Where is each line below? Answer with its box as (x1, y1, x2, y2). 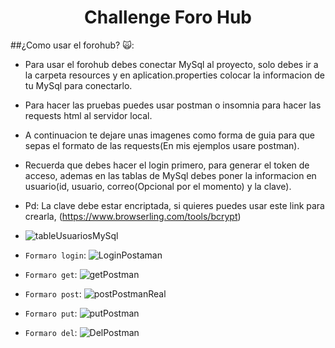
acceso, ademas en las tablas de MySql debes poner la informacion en (24, 169, 317, 181)
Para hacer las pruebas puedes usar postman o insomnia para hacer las (24, 99, 322, 111)
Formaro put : (24, 307, 78, 319)
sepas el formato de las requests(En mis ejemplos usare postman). (24, 139, 300, 151)
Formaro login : (24, 249, 87, 261)
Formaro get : (24, 268, 78, 280)
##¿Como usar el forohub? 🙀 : (10, 39, 135, 51)
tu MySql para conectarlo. (24, 79, 133, 91)
